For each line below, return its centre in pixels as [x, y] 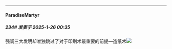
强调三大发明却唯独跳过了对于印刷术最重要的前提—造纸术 [66, 41]
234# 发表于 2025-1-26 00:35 [38, 27]
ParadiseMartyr [23, 15]
